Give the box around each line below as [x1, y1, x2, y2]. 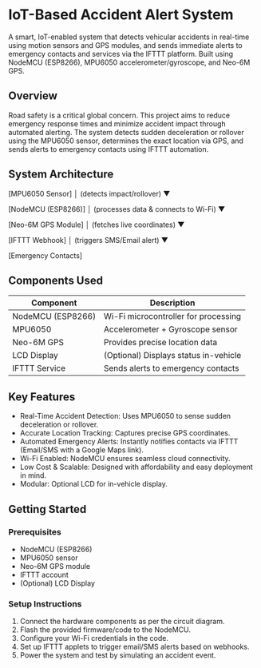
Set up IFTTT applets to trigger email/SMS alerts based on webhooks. [19, 642, 250, 652]
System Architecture [8, 168, 114, 181]
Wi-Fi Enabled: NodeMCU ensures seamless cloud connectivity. [19, 454, 231, 463]
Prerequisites [8, 526, 61, 537]
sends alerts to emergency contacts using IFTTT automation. [8, 144, 209, 153]
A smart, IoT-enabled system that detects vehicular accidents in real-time [8, 32, 250, 42]
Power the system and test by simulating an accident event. [19, 650, 216, 660]
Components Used [8, 273, 104, 287]
